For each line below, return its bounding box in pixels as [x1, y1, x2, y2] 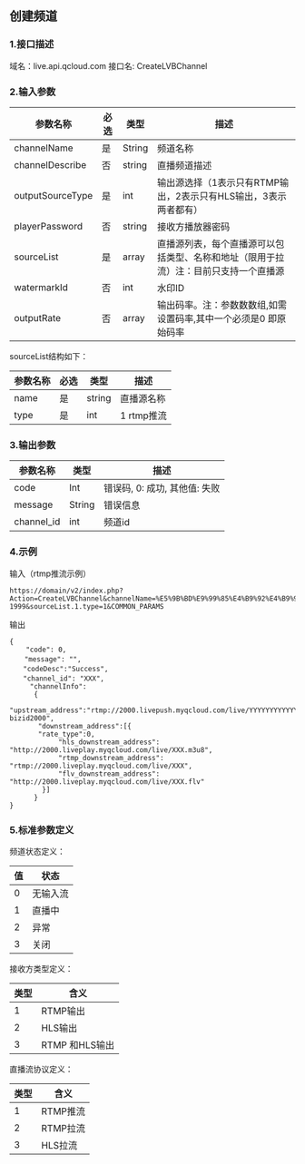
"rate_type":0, [37, 729, 95, 739]
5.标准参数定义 [9, 824, 74, 836]
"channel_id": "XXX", [22, 674, 104, 683]
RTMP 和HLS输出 [41, 1038, 115, 1051]
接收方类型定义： [9, 963, 74, 973]
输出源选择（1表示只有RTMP [157, 176, 280, 189]
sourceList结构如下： [9, 350, 89, 361]
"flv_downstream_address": [57, 769, 161, 778]
